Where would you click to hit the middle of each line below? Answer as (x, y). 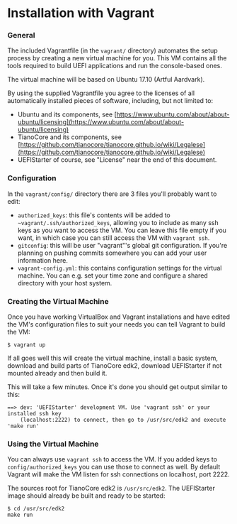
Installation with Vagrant (81, 13)
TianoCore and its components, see (70, 137)
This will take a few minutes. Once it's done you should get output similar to (117, 387)
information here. (43, 260)
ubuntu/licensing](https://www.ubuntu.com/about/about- (101, 122)
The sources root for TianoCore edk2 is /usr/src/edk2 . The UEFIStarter (111, 488)
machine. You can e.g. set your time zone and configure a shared (113, 275)
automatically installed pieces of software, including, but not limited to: (110, 101)
